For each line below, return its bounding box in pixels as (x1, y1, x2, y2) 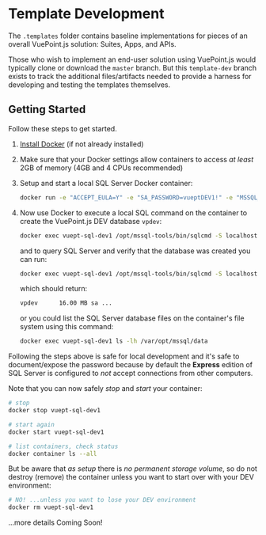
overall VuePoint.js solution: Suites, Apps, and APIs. (8, 39, 177, 48)
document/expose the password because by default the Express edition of (8, 360, 253, 370)
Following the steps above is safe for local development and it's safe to (8, 351, 240, 361)
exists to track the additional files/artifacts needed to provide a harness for (8, 71, 252, 81)
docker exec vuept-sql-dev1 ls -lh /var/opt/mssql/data (19, 337, 208, 345)
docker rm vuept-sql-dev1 (8, 503, 93, 511)
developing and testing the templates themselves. (8, 80, 171, 89)
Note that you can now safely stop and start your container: (8, 384, 203, 393)
